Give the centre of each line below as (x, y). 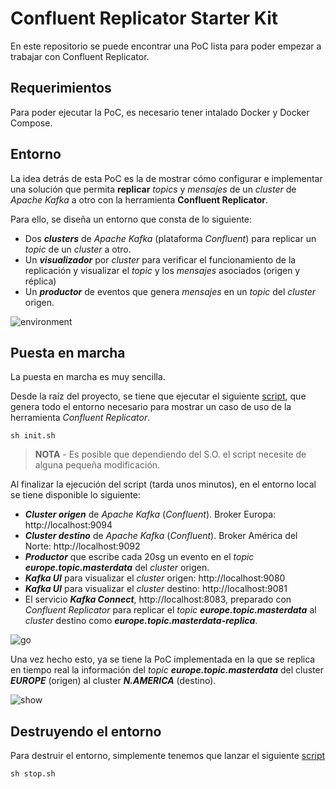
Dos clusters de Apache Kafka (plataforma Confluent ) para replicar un (170, 238)
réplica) (40, 281)
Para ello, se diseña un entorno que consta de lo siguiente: (131, 219)
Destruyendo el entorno (86, 731)
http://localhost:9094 (68, 525)
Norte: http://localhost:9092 (82, 546)
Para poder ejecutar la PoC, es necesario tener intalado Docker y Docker (160, 112)
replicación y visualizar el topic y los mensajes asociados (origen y (162, 270)
